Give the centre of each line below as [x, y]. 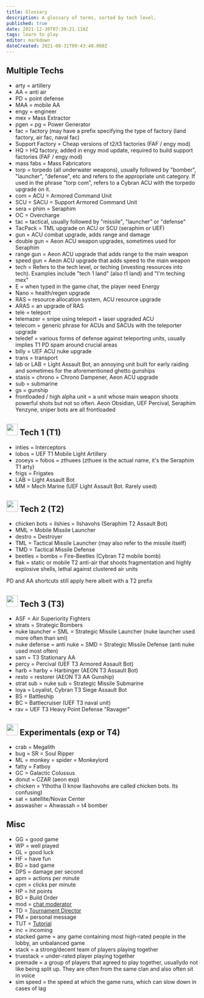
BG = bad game [35, 865]
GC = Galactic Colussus [45, 773]
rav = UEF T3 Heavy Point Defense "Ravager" [72, 709]
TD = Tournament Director [48, 910]
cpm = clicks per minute [45, 885]
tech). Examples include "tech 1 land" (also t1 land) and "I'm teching [100, 273]
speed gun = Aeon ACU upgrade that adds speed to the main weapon [103, 260]
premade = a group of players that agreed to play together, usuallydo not [106, 962]
